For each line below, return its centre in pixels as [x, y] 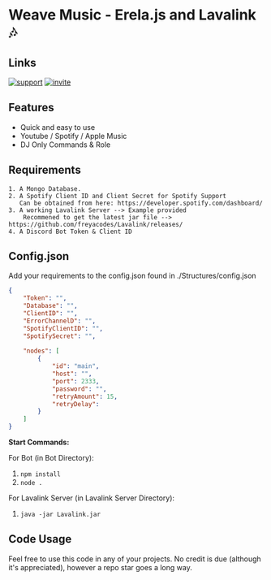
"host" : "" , [72, 374]
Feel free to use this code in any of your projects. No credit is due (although [135, 559]
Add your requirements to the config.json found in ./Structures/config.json [133, 276]
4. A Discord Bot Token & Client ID [70, 232]
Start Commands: [39, 442]
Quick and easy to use [58, 127]
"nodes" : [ [41, 351]
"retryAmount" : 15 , [84, 396]
